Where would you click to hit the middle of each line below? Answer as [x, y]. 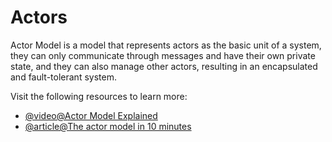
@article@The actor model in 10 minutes [108, 126]
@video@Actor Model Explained [91, 115]
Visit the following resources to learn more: [99, 96]
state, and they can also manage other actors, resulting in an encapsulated [164, 66]
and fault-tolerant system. [63, 77]
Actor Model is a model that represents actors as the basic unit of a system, [166, 45]
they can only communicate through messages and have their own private [163, 55]
